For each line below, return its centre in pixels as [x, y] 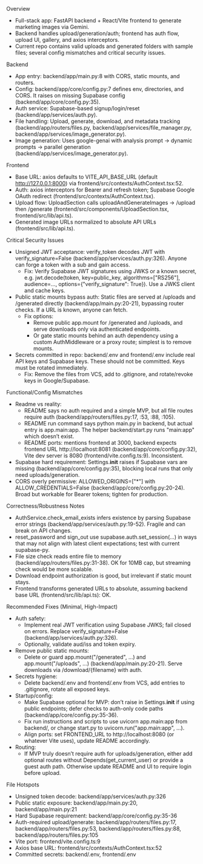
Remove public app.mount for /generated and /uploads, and [108, 323]
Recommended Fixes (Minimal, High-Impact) [62, 606]
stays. [22, 582]
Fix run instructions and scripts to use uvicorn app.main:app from [106, 721]
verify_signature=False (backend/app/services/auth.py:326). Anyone [101, 258]
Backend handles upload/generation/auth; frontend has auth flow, [97, 33]
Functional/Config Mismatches [45, 392]
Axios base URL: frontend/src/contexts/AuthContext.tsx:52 [88, 848]
